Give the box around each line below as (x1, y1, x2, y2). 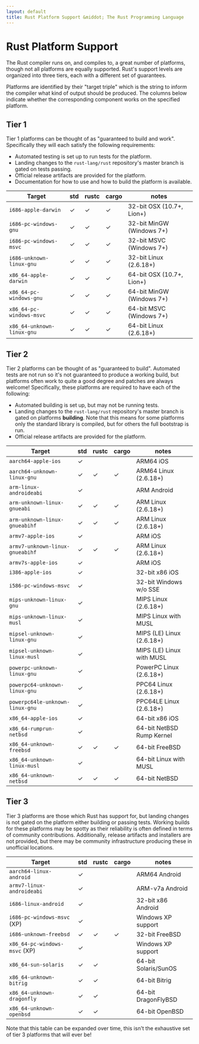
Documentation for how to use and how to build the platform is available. (14, 178, 192, 186)
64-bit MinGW (128, 288, 169, 296)
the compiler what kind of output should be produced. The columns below (6, 90, 187, 97)
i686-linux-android (9, 901, 64, 907)
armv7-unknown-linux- (9, 543, 70, 550)
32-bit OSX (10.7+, (128, 202, 184, 210)
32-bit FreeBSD (136, 930, 181, 938)
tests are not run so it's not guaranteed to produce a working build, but (6, 371, 179, 378)
